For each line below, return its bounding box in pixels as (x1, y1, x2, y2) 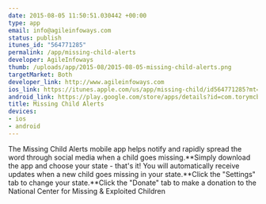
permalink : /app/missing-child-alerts (8, 48, 136, 56)
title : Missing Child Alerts (8, 100, 104, 108)
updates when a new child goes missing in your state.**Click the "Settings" (8, 169, 256, 179)
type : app (8, 19, 41, 27)
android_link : (8, 93, 55, 101)
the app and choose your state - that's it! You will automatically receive (8, 160, 240, 171)
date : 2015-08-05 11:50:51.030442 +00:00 (8, 11, 147, 20)
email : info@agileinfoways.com (8, 26, 112, 34)
